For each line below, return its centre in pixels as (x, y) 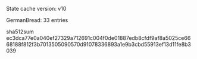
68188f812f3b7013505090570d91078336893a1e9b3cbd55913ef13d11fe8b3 (99, 44)
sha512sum (20, 32)
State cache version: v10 (36, 9)
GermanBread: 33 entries (37, 20)
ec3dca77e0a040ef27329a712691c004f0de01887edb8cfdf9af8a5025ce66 (98, 38)
